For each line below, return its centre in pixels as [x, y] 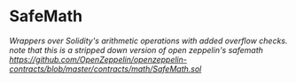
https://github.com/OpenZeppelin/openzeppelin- [98, 59]
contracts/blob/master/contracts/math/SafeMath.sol [105, 69]
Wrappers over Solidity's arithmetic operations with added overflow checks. [148, 41]
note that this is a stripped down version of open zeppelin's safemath [136, 49]
